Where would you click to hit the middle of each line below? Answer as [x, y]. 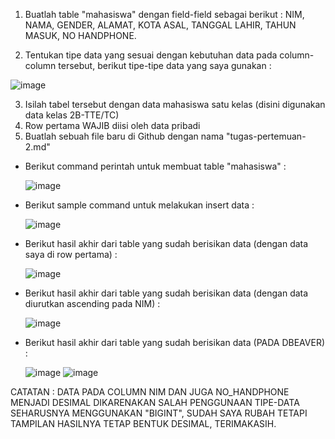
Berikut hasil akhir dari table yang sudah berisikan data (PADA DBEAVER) [174, 342]
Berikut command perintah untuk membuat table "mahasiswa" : [155, 166]
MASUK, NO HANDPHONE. [80, 35]
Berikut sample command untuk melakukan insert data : [139, 205]
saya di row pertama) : [71, 254]
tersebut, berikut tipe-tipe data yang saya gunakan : [165, 65]
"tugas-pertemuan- [266, 136]
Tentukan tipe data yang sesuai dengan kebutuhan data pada [151, 55]
